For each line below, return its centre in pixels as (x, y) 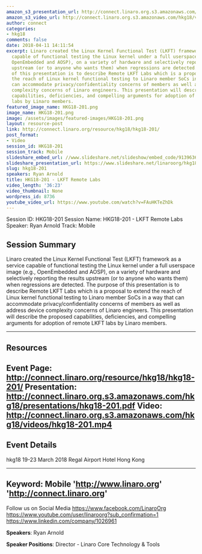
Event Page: (29, 368)
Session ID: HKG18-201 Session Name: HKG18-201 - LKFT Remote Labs (95, 219)
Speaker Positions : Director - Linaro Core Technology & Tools (83, 544)
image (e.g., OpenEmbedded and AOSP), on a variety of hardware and (93, 272)
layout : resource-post (35, 124)
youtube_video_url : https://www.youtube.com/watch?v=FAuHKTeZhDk (90, 202)
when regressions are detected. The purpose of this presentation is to (93, 285)
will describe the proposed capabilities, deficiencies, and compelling (91, 317)
